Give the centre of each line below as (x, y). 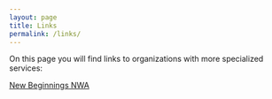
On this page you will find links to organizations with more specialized (136, 59)
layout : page (33, 17)
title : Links (33, 26)
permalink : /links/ (45, 34)
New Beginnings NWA (50, 86)
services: (26, 68)
